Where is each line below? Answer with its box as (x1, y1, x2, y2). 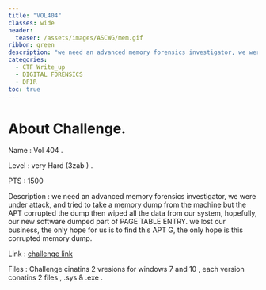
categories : (8, 56, 47, 64)
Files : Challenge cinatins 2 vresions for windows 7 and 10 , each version (8, 265, 245, 274)
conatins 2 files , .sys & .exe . (8, 273, 103, 282)
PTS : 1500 (8, 176, 44, 186)
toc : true (8, 85, 41, 93)
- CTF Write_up (15, 63, 66, 71)
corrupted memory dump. (8, 234, 93, 243)
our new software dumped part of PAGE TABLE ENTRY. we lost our (8, 217, 226, 227)
